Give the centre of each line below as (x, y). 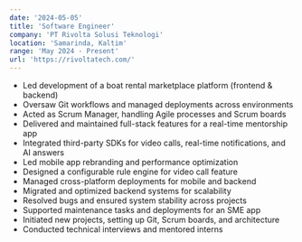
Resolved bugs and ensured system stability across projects (134, 200)
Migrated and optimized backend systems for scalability (127, 191)
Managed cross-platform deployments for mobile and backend (139, 181)
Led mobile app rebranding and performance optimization (130, 162)
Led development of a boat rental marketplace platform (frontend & (147, 85)
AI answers (43, 153)
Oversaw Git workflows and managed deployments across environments (158, 104)
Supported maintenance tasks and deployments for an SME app (142, 210)
